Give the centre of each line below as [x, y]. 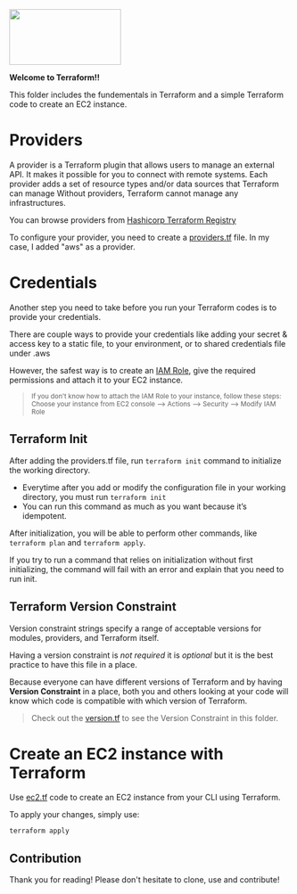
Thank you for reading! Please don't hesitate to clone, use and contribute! [144, 880]
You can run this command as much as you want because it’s [134, 506]
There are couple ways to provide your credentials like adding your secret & [148, 334]
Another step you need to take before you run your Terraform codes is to [143, 308]
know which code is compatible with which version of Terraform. [128, 701]
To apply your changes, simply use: [74, 815]
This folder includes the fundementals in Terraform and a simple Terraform [146, 94]
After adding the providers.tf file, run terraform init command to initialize [145, 460]
